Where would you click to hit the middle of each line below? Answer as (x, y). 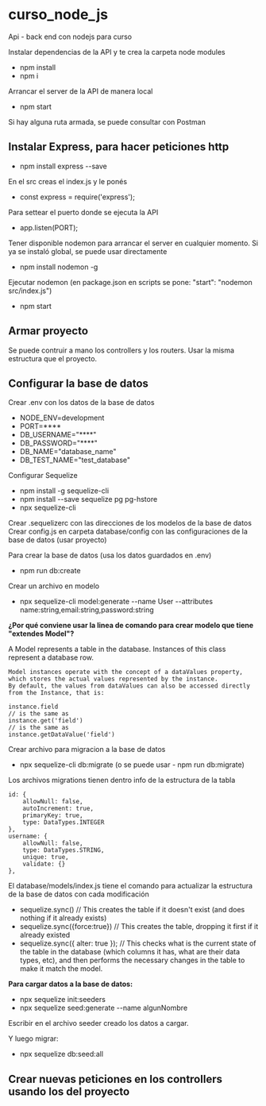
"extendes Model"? (41, 634)
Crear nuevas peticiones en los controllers (115, 1079)
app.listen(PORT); (49, 227)
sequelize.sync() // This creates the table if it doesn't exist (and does (132, 910)
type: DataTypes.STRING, (64, 850)
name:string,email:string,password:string (87, 610)
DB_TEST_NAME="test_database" (75, 460)
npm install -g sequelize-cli (64, 491)
